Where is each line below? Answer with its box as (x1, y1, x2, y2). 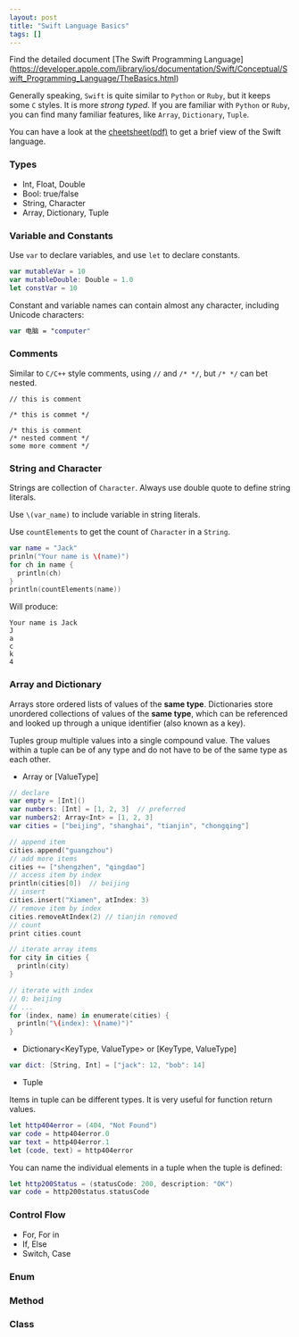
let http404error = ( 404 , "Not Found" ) (9, 1121, 158, 1130)
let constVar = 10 (9, 283, 78, 293)
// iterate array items (9, 945, 98, 954)
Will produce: (9, 602, 58, 612)
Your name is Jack (9, 619, 78, 627)
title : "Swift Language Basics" (9, 21, 129, 30)
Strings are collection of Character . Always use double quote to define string (9, 483, 291, 494)
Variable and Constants (9, 229, 113, 242)
